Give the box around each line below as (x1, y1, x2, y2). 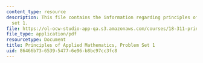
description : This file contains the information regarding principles (6, 14, 190, 20)
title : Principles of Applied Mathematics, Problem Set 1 (6, 43, 155, 49)
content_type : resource (6, 8, 66, 15)
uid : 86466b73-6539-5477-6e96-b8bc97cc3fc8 (6, 48, 118, 54)
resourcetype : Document (6, 37, 66, 43)
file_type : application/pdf (6, 31, 77, 37)
